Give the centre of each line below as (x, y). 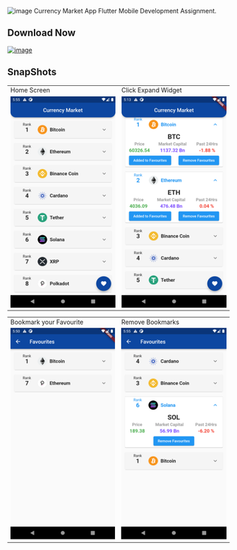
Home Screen (30, 90)
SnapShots (32, 72)
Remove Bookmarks (150, 322)
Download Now (42, 33)
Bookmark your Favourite (47, 322)
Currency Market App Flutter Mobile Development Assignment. (126, 11)
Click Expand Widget (151, 90)
